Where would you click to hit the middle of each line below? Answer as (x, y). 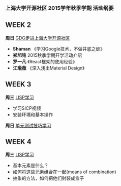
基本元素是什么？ (31, 166)
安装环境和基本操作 (33, 114)
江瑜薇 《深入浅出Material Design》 (49, 68)
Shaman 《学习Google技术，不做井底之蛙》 (59, 49)
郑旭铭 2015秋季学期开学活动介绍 (47, 55)
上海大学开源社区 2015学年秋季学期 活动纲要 (59, 8)
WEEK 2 (18, 25)
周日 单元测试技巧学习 (28, 125)
